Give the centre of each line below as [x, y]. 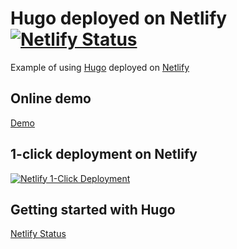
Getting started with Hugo [93, 209]
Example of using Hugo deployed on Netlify [100, 67]
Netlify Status [38, 234]
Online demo [51, 98]
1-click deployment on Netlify [104, 154]
